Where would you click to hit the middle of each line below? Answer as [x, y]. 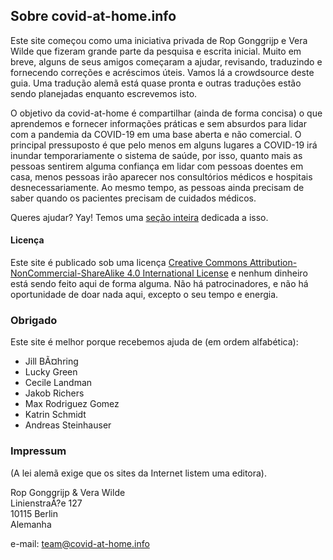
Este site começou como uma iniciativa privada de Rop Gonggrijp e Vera [159, 40]
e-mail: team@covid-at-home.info [80, 543]
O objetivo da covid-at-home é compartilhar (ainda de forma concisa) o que [166, 113]
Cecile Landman [58, 383]
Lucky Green [51, 372]
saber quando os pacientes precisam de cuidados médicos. [133, 198]
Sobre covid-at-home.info [93, 16]
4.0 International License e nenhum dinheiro [217, 273]
